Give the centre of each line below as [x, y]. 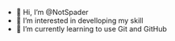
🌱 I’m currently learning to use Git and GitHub [92, 29]
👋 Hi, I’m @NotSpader [52, 12]
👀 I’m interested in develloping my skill [79, 20]
